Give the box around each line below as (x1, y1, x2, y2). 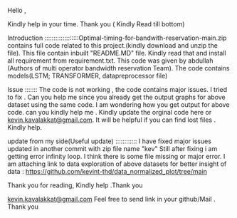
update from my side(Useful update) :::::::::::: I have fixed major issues (7, 137, 212, 145)
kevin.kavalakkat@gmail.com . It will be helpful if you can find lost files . (7, 115, 216, 124)
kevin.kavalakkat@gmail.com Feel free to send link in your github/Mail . (7, 195, 216, 203)
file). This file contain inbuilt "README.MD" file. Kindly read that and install (7, 49, 226, 57)
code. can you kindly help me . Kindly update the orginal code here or (7, 108, 212, 116)
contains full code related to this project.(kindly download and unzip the (7, 41, 218, 49)
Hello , (7, 6, 26, 14)
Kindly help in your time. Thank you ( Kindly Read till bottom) (7, 20, 185, 28)
